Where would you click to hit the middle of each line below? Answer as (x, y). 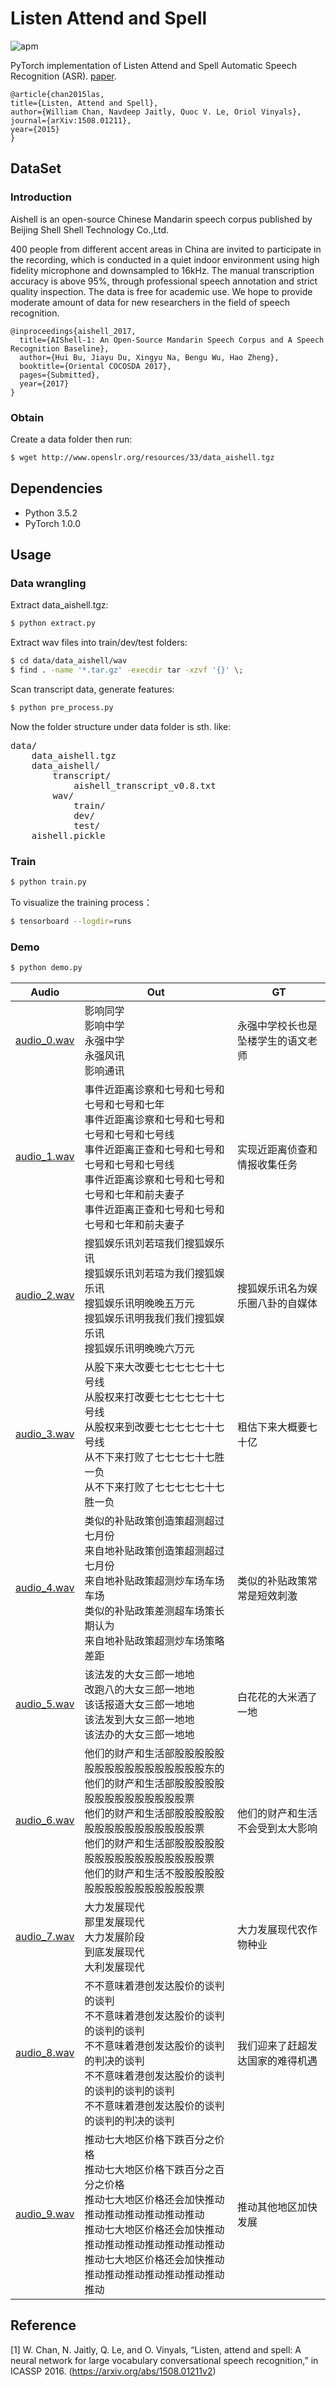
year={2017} (44, 383)
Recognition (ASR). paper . (63, 76)
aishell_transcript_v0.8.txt (145, 785)
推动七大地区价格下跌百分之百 (154, 2170)
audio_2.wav (45, 1295)
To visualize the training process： (81, 902)
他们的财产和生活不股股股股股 (154, 1874)
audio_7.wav (45, 1937)
